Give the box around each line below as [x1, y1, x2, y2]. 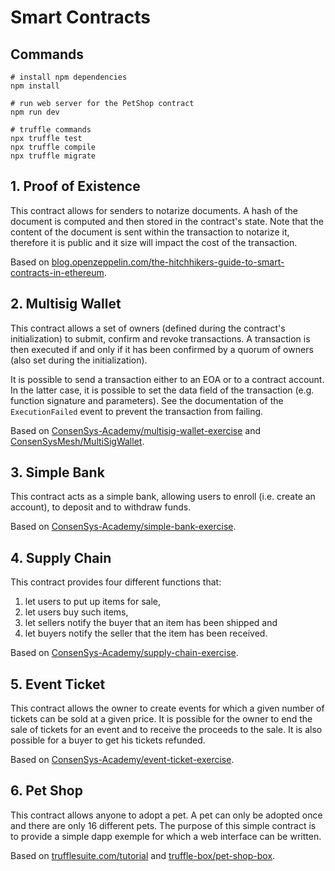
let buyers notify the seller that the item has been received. [24, 627, 268, 640]
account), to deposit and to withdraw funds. [10, 501, 192, 513]
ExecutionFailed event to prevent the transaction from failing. [10, 405, 264, 417]
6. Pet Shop [10, 782, 83, 800]
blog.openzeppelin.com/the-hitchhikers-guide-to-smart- [51, 256, 285, 268]
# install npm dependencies [10, 72, 128, 82]
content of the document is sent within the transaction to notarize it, [10, 226, 290, 238]
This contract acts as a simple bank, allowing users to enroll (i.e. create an [10, 491, 316, 503]
